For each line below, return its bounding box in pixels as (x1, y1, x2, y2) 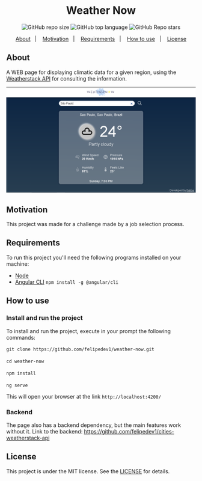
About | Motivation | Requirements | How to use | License (15, 35, 187, 42)
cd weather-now (6, 358, 44, 364)
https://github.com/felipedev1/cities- (84, 427, 174, 435)
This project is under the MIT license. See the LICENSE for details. (6, 467, 170, 475)
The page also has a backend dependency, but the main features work (6, 421, 182, 429)
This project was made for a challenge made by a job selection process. (6, 221, 185, 228)
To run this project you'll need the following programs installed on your (6, 254, 182, 261)
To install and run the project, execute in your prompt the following (6, 327, 171, 334)
